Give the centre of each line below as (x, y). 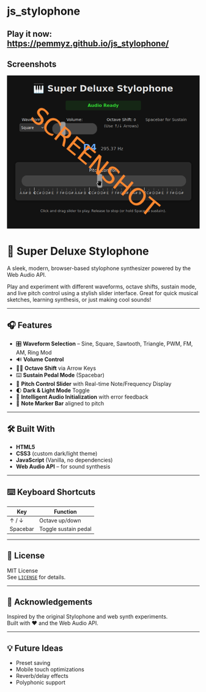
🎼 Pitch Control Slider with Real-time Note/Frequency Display (94, 383)
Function (65, 511)
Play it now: (30, 34)
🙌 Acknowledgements (50, 602)
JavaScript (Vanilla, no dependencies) (64, 460)
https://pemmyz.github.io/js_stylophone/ (88, 43)
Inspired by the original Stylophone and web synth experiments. (87, 617)
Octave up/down (60, 521)
